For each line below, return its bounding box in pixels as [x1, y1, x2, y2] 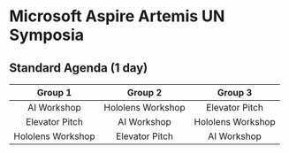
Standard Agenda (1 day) [9, 60, 148, 75]
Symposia [9, 25, 85, 45]
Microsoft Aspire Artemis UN [9, 6, 225, 27]
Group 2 [126, 87, 163, 98]
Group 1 [36, 87, 72, 98]
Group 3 [217, 87, 253, 98]
